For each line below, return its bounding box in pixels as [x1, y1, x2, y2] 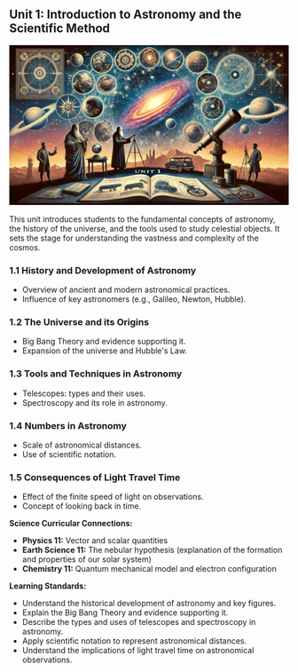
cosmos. [9, 241, 41, 252]
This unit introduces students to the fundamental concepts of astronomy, [9, 213, 276, 225]
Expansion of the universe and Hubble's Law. [21, 345, 188, 356]
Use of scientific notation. [21, 448, 117, 460]
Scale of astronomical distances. [21, 439, 142, 450]
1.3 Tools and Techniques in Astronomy [9, 368, 183, 380]
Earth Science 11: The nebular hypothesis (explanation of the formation [21, 545, 283, 556]
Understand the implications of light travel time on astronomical [21, 645, 255, 656]
